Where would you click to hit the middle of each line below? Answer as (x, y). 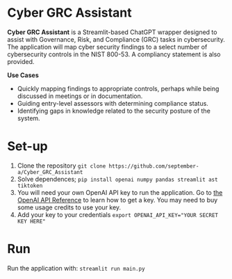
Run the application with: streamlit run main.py (76, 268)
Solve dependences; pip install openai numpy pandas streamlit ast (117, 179)
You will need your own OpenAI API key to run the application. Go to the (120, 192)
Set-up (27, 146)
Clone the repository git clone (61, 166)
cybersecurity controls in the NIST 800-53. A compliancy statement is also (114, 54)
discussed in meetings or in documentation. (80, 96)
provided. (21, 61)
